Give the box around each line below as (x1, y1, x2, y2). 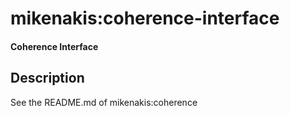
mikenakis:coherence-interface (10, 7, 280, 30)
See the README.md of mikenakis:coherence (10, 96, 198, 108)
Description (10, 70, 85, 87)
